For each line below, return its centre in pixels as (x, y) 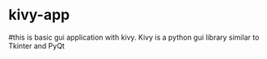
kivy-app (39, 15)
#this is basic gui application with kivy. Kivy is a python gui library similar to (134, 37)
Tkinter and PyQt (36, 45)
